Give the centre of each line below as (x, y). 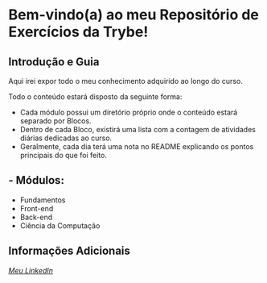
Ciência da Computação (60, 225)
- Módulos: (36, 180)
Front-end (37, 208)
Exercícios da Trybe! (78, 32)
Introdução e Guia (54, 62)
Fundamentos (43, 200)
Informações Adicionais (70, 251)
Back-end (36, 217)
